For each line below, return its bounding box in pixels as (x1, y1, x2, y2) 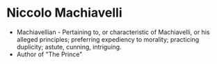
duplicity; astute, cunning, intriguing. (16, 42, 122, 51)
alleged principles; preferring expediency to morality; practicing (16, 35, 200, 43)
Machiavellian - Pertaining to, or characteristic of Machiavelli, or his (16, 28, 210, 36)
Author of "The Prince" (16, 50, 83, 58)
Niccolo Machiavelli (6, 5, 122, 21)
